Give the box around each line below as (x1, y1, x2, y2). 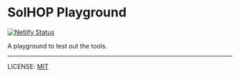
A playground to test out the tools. (7, 41, 108, 50)
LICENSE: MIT (7, 62, 49, 71)
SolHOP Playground (7, 4, 127, 21)
